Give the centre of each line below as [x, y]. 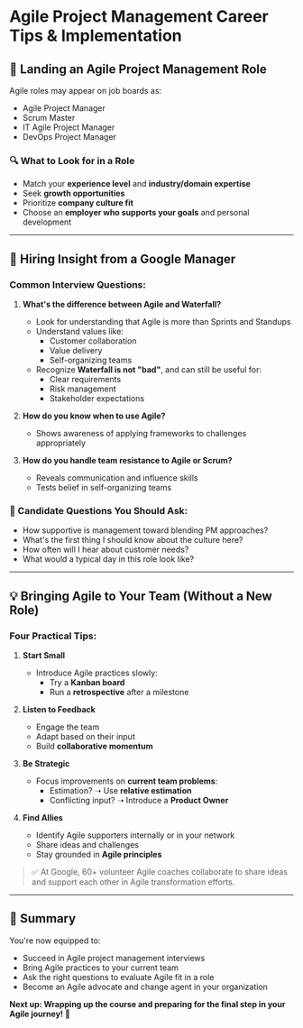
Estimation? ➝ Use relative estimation [120, 790]
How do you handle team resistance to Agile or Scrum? [127, 460]
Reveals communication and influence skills [117, 477]
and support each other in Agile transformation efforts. [133, 882]
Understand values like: [80, 331]
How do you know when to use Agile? [94, 416]
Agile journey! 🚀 [40, 1014]
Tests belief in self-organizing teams [104, 487]
